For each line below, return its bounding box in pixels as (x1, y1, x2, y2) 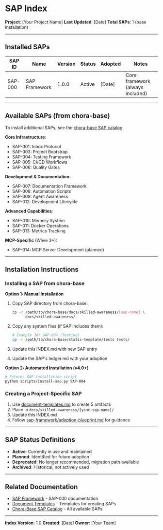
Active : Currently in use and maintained (12, 449, 92, 454)
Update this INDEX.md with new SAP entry (12, 346, 98, 352)
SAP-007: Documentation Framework (12, 183, 87, 189)
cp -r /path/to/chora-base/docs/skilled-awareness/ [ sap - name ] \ (12, 310, 145, 315)
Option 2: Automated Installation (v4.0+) (5, 365, 89, 371)
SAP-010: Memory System (12, 217, 65, 223)
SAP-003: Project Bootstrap (12, 149, 68, 154)
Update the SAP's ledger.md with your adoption (12, 355, 108, 361)
